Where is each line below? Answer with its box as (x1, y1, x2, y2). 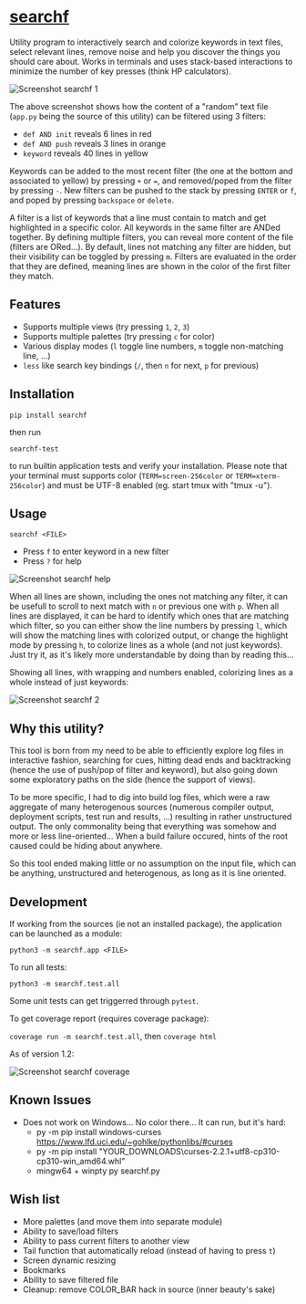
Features (9, 297, 61, 312)
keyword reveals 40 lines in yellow (22, 148, 148, 159)
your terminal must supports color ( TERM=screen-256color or (9, 470, 234, 481)
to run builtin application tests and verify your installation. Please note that (9, 460, 288, 471)
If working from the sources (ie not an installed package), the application (9, 919, 282, 929)
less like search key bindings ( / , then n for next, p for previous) (22, 360, 260, 370)
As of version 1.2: (9, 1048, 75, 1059)
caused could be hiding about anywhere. (9, 840, 163, 851)
